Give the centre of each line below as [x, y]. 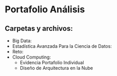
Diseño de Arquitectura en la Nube [56, 68]
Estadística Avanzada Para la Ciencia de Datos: [62, 46]
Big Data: [22, 41]
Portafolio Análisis [45, 9]
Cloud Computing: [32, 57]
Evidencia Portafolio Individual [52, 62]
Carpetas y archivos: [39, 28]
